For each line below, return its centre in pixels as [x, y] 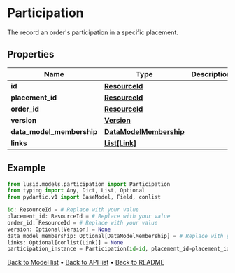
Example [27, 168]
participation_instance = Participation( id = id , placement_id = [100, 249]
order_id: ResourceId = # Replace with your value [83, 222]
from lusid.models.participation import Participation [89, 184]
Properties [31, 54]
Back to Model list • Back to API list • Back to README [86, 262]
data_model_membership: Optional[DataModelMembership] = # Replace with [115, 236]
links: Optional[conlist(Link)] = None [65, 242]
